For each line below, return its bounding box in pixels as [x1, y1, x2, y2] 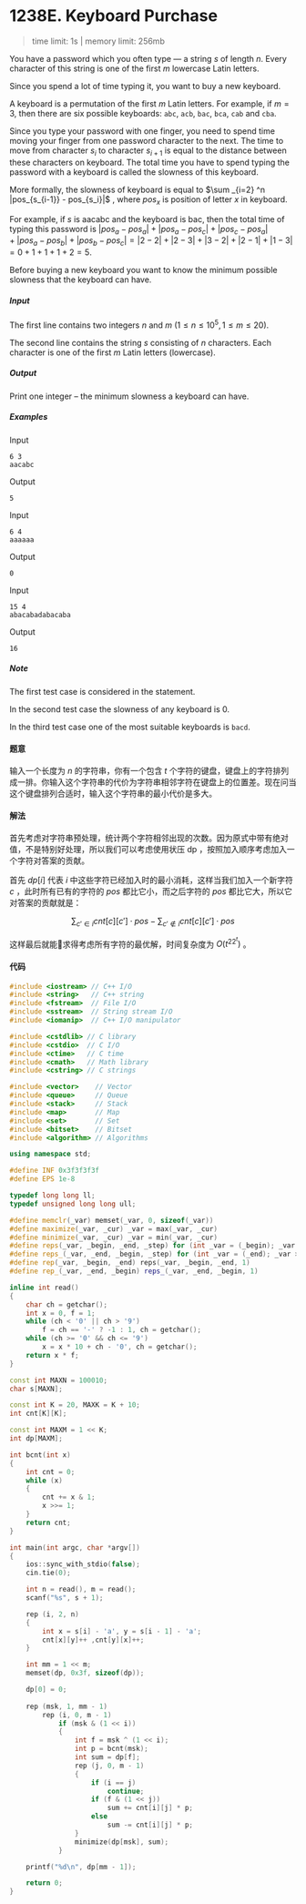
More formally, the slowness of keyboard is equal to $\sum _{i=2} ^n [9, 184, 266, 195]
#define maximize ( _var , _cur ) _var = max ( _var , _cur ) [9, 1224, 219, 1234]
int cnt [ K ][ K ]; [9, 1409, 67, 1419]
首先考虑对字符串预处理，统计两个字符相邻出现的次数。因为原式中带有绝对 [9, 832, 289, 843]
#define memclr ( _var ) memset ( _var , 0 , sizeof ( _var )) [9, 1216, 214, 1225]
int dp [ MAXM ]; [9, 1434, 64, 1443]
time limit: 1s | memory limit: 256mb [31, 36, 166, 46]
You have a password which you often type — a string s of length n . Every [9, 53, 287, 64]
